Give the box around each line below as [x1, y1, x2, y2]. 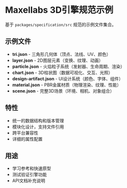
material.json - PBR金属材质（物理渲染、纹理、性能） [12, 82, 122, 88]
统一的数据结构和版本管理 [12, 117, 64, 123]
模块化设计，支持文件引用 [12, 123, 64, 130]
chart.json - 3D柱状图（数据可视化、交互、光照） [12, 70, 113, 75]
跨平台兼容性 [12, 130, 38, 136]
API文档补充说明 [12, 178, 46, 184]
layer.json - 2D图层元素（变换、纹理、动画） [12, 57, 103, 63]
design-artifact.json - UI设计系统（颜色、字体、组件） [12, 75, 124, 81]
